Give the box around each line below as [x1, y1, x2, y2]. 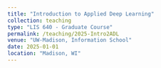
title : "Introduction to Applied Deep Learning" [7, 10, 155, 18]
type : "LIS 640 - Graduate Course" [7, 23, 113, 30]
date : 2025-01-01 [7, 43, 59, 50]
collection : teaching [7, 17, 72, 24]
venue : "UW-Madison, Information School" [7, 37, 133, 44]
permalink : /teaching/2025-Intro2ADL [7, 30, 120, 38]
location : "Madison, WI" [7, 50, 81, 57]
